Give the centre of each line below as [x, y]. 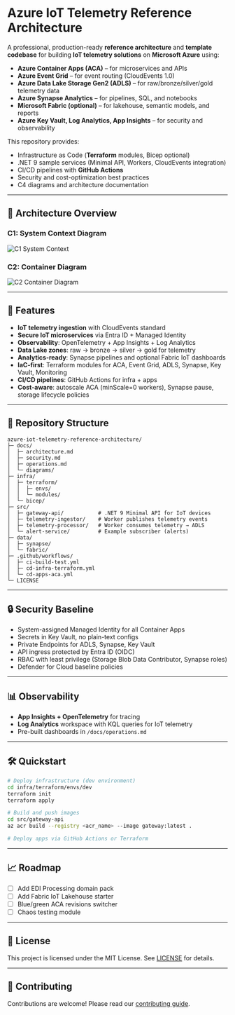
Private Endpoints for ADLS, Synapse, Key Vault [86, 645]
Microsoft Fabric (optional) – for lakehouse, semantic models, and [113, 105]
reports [28, 113]
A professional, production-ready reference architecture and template [109, 47]
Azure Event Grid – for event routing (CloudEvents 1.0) [96, 76]
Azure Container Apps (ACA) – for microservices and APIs [102, 68]
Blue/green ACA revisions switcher [67, 904]
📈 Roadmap [34, 868]
